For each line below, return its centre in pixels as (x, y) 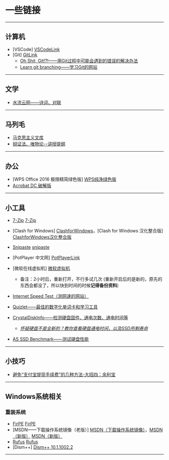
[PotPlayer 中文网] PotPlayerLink (46, 258)
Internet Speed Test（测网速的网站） (51, 296)
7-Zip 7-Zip (24, 220)
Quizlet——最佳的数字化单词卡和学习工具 (55, 307)
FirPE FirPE (24, 424)
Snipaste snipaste (31, 247)
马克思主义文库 (28, 137)
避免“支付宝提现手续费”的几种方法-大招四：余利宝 (64, 374)
